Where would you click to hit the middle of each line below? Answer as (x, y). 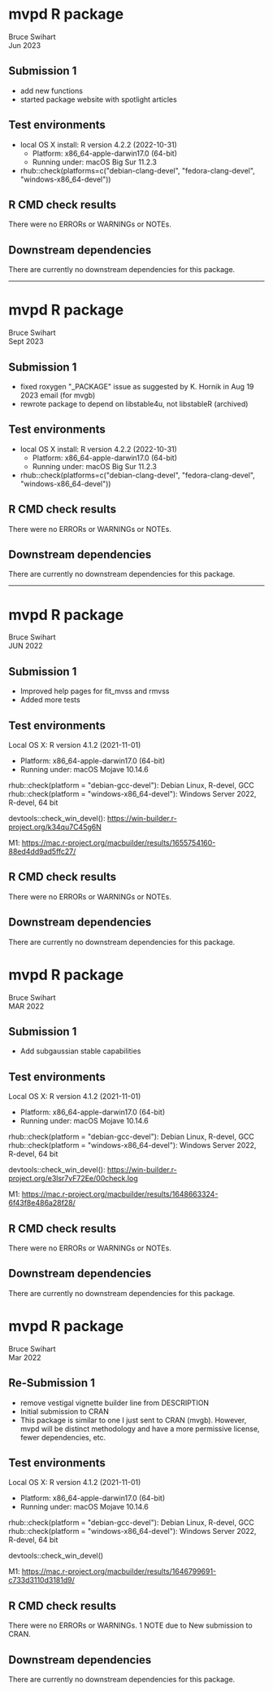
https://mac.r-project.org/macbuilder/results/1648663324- (120, 1194)
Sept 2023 (26, 341)
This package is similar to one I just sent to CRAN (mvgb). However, (133, 1420)
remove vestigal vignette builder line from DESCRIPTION (115, 1403)
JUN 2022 (26, 646)
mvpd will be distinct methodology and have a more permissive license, (140, 1428)
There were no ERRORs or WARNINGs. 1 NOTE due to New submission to (131, 1625)
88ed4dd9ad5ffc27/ (42, 851)
